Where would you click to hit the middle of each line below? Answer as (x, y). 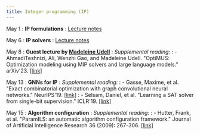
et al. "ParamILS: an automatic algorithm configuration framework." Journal (99, 119)
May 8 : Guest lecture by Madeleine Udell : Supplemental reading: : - (92, 52)
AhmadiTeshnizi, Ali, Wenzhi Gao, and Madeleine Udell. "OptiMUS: (88, 58)
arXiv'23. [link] (24, 70)
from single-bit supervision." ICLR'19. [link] (59, 101)
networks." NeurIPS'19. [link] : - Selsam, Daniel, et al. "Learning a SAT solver (100, 95)
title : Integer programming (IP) (48, 12)
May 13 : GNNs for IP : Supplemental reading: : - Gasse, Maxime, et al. (93, 82)
